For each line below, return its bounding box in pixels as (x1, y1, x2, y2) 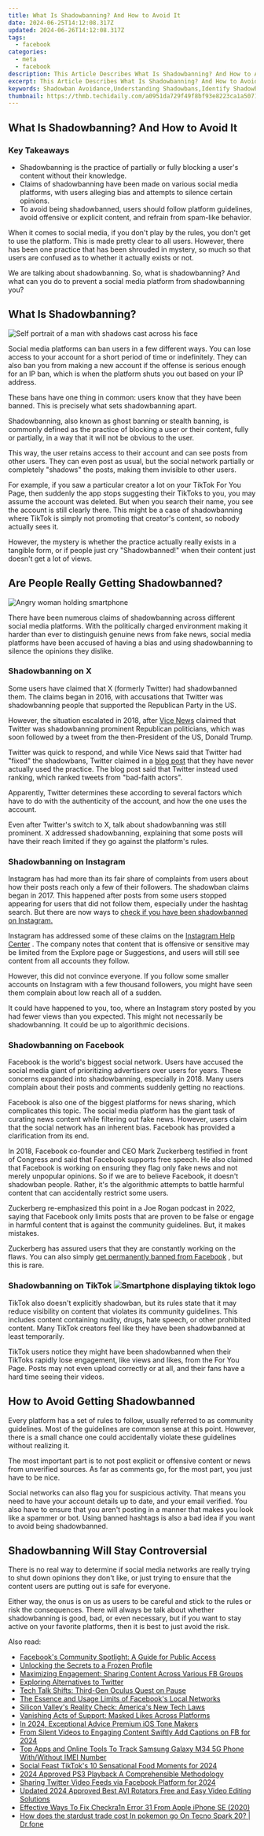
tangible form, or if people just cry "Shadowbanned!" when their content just (8, 545, 256, 555)
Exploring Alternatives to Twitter (19, 1677, 124, 1687)
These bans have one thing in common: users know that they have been (8, 393, 242, 402)
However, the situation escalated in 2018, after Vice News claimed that (8, 715, 236, 724)
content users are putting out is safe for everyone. (8, 1582, 170, 1591)
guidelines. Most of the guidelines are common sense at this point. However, (8, 1424, 256, 1433)
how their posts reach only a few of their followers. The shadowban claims (8, 883, 250, 892)
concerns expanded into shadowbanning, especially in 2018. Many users (8, 1075, 244, 1084)
